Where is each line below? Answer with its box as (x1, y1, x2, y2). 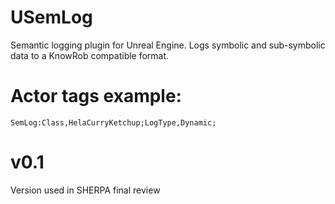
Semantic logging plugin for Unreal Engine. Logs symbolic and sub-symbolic (10, 39, 326, 51)
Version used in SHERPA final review (10, 184, 161, 196)
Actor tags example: (10, 85, 182, 108)
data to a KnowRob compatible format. (10, 49, 170, 61)
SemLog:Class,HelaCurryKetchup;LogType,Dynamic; (10, 117, 217, 128)
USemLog (10, 6, 93, 29)
